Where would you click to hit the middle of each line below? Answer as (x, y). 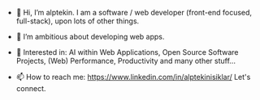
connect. (31, 88)
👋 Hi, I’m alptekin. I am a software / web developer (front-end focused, (134, 12)
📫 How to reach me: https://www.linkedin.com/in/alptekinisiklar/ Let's (133, 77)
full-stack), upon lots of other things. (78, 21)
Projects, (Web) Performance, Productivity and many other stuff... (126, 61)
